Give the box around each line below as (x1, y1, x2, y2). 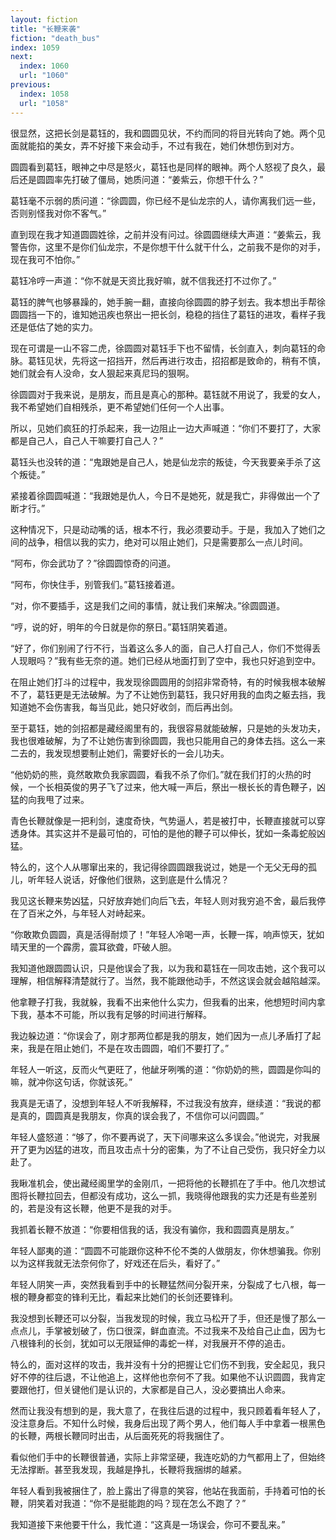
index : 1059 (10, 42, 60, 53)
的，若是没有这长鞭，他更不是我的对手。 (10, 1202, 177, 1214)
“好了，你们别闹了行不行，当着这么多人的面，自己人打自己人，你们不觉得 (10, 642, 313, 654)
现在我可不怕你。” (10, 253, 81, 265)
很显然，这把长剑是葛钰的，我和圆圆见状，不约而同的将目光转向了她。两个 (10, 127, 317, 139)
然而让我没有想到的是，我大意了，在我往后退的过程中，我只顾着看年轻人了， (10, 1404, 326, 1416)
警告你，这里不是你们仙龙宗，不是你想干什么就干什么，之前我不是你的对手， (10, 241, 326, 253)
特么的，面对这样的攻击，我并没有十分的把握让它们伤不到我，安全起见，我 (10, 1358, 317, 1370)
